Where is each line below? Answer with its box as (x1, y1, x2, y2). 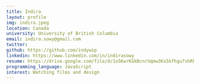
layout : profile (6, 14, 46, 20)
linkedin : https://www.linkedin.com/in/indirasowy (6, 53, 135, 59)
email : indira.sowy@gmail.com (6, 36, 82, 42)
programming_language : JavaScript (6, 63, 92, 70)
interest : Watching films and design (6, 69, 100, 75)
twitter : (6, 42, 28, 48)
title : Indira (6, 8, 42, 15)
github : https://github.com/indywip (6, 47, 97, 53)
